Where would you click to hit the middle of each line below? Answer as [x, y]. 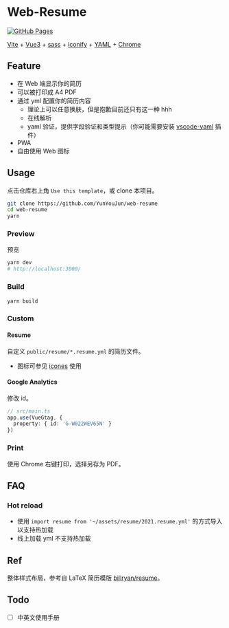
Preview [21, 234]
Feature [24, 66]
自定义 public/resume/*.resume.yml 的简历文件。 [76, 351]
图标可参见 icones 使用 [49, 366]
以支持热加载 [35, 530]
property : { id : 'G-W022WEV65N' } [62, 424]
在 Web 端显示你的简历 [49, 83]
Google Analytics [32, 382]
